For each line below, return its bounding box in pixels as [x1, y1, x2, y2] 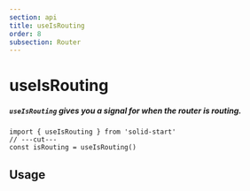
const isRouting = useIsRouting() [9, 143, 137, 152]
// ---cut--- [9, 135, 58, 144]
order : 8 [9, 29, 42, 38]
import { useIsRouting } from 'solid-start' [9, 127, 176, 137]
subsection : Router [9, 37, 82, 47]
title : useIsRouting [9, 21, 86, 30]
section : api [9, 12, 58, 22]
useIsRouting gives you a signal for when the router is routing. [9, 105, 242, 116]
